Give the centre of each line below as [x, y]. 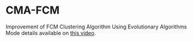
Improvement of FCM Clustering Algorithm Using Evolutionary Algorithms [96, 27]
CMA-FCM [33, 10]
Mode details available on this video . [51, 33]
